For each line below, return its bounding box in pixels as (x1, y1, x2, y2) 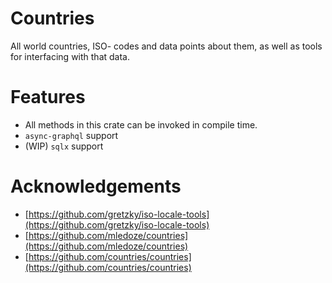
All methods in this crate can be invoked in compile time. (24, 118, 258, 131)
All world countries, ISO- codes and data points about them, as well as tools (10, 40, 323, 52)
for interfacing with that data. (10, 50, 130, 62)
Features (10, 86, 86, 109)
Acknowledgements (10, 175, 182, 198)
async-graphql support (24, 129, 119, 141)
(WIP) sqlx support (24, 140, 104, 152)
